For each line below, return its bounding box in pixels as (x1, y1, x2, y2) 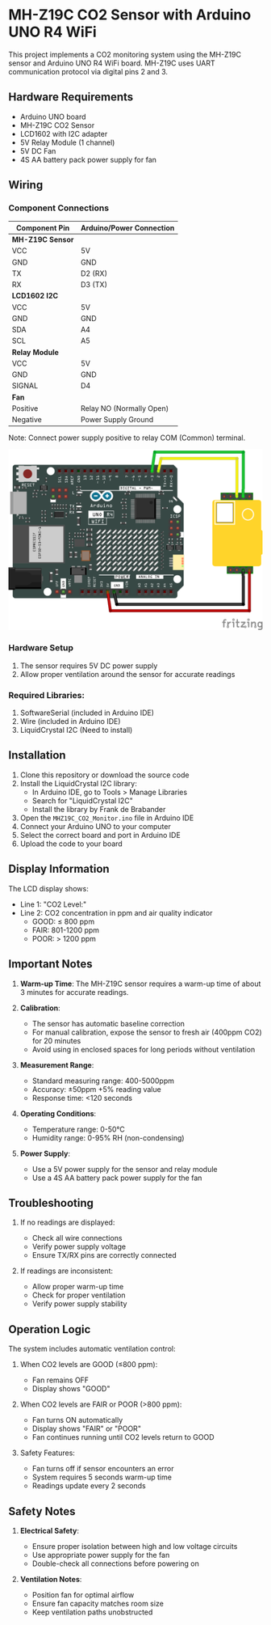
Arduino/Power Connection (80, 222, 175, 232)
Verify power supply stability (31, 1299, 127, 1309)
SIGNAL (11, 381, 39, 391)
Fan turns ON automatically (31, 1416, 123, 1425)
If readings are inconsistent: (19, 1266, 114, 1276)
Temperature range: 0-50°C (31, 1124, 125, 1134)
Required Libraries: (8, 689, 85, 700)
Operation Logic (8, 1322, 91, 1336)
